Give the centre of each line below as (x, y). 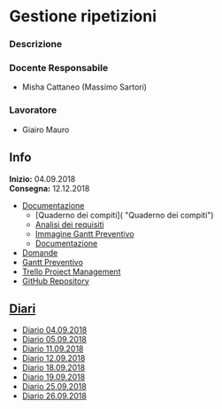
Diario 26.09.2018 (54, 396)
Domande (40, 252)
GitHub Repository (56, 280)
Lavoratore (33, 110)
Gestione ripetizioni (83, 16)
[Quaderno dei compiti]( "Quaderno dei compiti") (124, 215)
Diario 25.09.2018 (54, 387)
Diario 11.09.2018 (53, 349)
